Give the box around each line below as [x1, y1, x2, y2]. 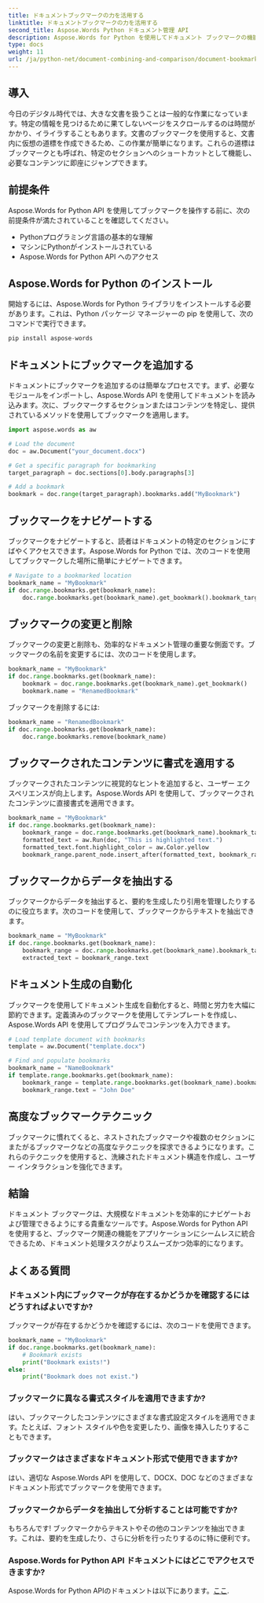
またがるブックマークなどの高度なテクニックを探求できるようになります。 [8, 1142, 249, 1152]
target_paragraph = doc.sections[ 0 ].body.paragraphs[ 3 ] [8, 469, 195, 476]
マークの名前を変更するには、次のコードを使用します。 [21, 649, 200, 659]
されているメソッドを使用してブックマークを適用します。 [8, 410, 193, 419]
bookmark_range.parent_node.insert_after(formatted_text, [22, 851, 216, 858]
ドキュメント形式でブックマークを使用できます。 [8, 1483, 167, 1492]
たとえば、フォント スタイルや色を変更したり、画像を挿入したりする [20, 1422, 244, 1432]
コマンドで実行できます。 [8, 319, 90, 329]
